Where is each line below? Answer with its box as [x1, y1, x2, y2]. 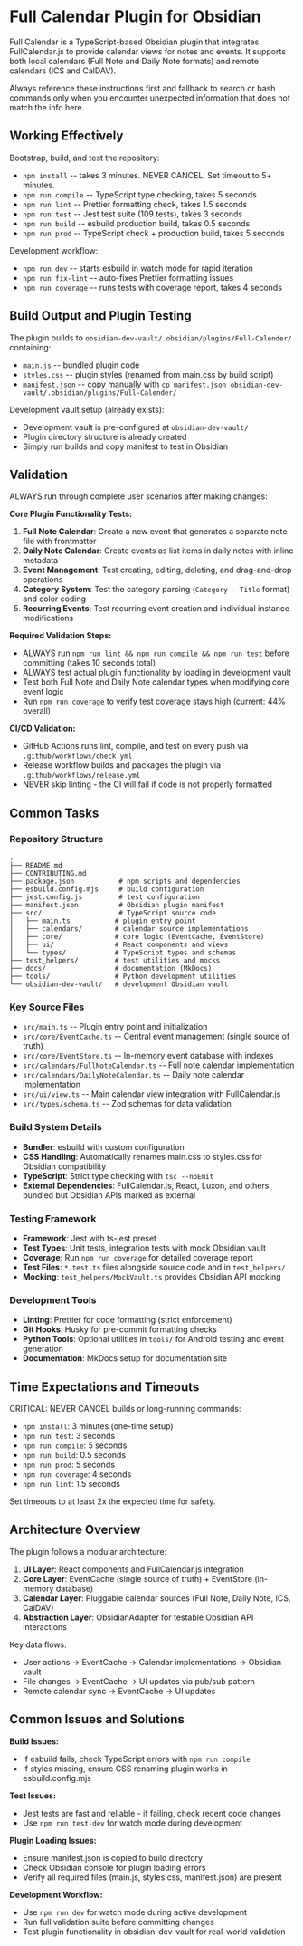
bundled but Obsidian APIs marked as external [22, 1189, 196, 1201]
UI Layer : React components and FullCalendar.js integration [22, 1564, 244, 1575]
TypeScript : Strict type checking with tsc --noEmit [22, 1170, 214, 1181]
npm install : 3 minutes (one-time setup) [22, 1421, 174, 1432]
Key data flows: [9, 1639, 68, 1650]
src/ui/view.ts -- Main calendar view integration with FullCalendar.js [22, 1088, 281, 1099]
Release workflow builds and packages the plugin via [22, 760, 222, 771]
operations [22, 574, 63, 585]
